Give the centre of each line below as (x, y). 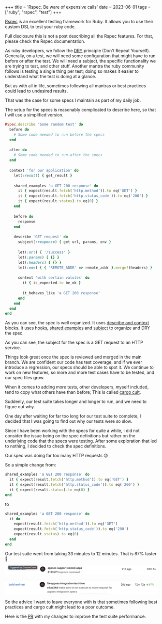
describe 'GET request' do (41, 237)
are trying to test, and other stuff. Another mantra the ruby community (74, 66)
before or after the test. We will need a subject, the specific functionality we (81, 61)
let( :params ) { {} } (38, 257)
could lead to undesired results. (37, 91)
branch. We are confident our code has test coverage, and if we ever (74, 362)
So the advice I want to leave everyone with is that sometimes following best (81, 602)
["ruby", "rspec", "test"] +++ (33, 12)
